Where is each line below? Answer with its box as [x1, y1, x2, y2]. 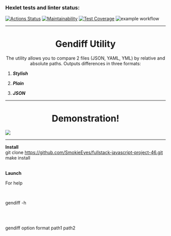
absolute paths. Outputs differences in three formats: [30, 61, 141, 67]
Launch [5, 170, 22, 176]
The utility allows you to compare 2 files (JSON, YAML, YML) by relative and [6, 55, 165, 61]
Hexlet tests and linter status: [5, 4, 80, 11]
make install [5, 155, 31, 161]
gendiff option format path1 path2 [5, 225, 76, 231]
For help [5, 180, 23, 186]
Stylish [12, 70, 28, 76]
